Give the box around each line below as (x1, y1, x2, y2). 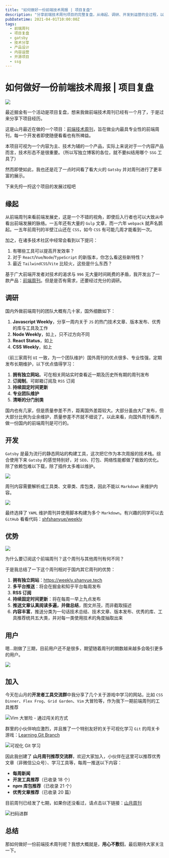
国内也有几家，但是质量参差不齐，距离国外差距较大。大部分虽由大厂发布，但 (5, 407, 164, 413)
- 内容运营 (10, 49, 30, 54)
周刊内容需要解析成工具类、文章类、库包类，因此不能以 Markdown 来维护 (5, 483, 154, 489)
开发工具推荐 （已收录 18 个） (12, 776, 73, 783)
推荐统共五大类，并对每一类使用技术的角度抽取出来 (17, 615, 123, 621)
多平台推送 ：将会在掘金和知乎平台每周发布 (12, 584, 101, 590)
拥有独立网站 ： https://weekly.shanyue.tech (12, 577, 103, 583)
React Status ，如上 (12, 337, 54, 343)
